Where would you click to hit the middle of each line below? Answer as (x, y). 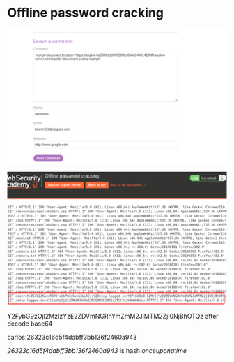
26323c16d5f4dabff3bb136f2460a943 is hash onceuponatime (97, 350)
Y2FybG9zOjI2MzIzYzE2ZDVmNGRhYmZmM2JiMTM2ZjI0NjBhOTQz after (113, 316)
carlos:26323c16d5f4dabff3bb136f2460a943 (72, 337)
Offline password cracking (85, 13)
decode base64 (30, 324)
